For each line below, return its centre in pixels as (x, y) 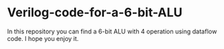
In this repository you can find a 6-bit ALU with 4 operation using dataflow (112, 31)
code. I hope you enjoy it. (43, 38)
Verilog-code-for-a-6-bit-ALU (95, 13)
